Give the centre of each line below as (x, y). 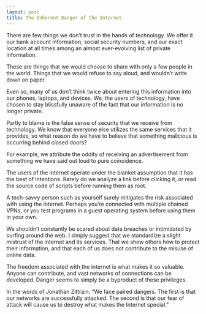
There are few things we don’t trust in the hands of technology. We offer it (100, 35)
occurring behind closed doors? (47, 142)
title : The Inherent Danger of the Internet (64, 18)
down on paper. (26, 80)
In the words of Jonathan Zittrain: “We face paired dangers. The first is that (101, 291)
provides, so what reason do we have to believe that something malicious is (102, 136)
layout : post (23, 12)
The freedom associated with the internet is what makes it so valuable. (96, 266)
